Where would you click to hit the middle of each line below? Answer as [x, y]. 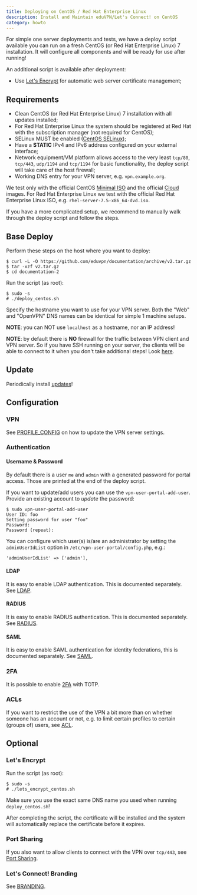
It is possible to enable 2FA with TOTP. [53, 684]
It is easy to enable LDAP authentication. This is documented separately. [94, 584]
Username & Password [35, 462]
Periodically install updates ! [40, 384]
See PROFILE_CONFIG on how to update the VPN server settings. [86, 432]
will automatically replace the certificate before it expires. [76, 824]
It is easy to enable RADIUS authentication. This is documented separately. [97, 617]
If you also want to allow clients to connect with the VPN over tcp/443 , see [96, 852]
